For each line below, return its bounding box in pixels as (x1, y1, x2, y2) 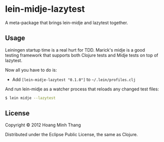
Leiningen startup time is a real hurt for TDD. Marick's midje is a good (5, 47, 145, 53)
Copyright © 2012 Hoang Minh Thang (5, 122, 81, 128)
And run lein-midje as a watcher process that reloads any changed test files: (5, 86, 159, 92)
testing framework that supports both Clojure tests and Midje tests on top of (5, 52, 159, 58)
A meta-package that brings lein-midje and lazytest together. (5, 20, 128, 26)
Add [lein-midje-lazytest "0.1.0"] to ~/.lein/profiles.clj (12, 76, 136, 82)
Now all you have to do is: (5, 67, 57, 73)
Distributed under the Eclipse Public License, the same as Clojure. (5, 132, 138, 138)
